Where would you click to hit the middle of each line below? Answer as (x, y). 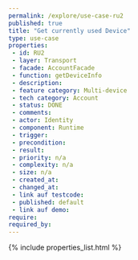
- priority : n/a (39, 157)
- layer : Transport (45, 61)
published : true (35, 23)
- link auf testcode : (48, 195)
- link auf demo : (41, 209)
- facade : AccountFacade (53, 68)
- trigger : (30, 135)
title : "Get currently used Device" (69, 30)
